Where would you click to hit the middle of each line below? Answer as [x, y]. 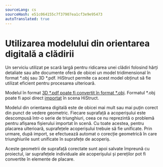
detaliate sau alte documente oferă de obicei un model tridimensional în [78, 73]
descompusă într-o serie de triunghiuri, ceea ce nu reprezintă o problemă [80, 118]
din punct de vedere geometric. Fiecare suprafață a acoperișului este [76, 113]
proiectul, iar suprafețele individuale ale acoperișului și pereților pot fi [76, 154]
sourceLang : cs [21, 10]
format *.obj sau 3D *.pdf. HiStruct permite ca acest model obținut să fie [78, 78]
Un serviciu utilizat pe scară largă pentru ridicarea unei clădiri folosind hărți [81, 68]
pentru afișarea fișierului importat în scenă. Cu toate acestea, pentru [75, 124]
